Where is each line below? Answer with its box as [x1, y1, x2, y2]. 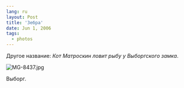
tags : [6, 31, 19, 37]
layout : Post [6, 14, 38, 20]
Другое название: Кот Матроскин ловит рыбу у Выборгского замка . [6, 53, 179, 59]
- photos [11, 36, 33, 42]
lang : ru [6, 8, 28, 15]
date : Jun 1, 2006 [6, 25, 51, 31]
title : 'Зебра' [6, 19, 44, 25]
